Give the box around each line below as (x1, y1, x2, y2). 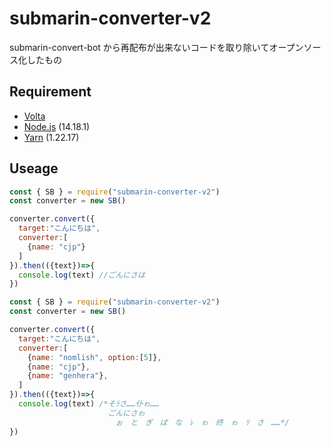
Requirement (9, 83, 92, 101)
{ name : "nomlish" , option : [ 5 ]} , (27, 352, 162, 362)
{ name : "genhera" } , (27, 371, 109, 381)
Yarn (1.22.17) (23, 131, 80, 143)
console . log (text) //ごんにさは (18, 270, 146, 280)
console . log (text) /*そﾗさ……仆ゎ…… (18, 399, 160, 409)
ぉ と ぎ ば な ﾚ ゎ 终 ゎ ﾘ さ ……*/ (115, 417, 290, 427)
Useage (9, 160, 59, 177)
